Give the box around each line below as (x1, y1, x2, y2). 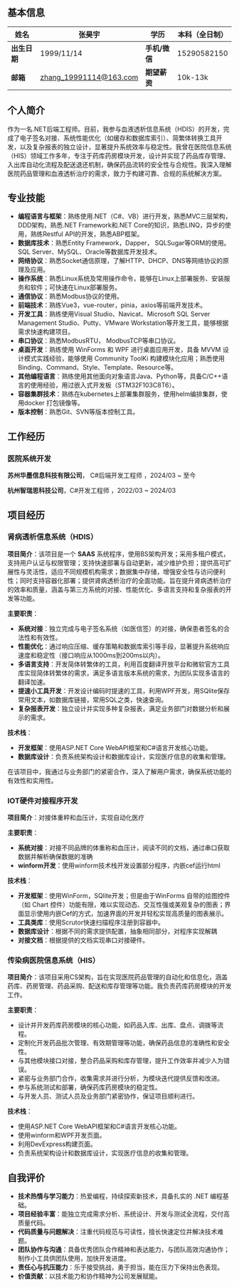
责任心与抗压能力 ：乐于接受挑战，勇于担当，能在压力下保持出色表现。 (17, 1263, 224, 1271)
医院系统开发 (7, 454, 52, 464)
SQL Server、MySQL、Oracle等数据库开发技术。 (17, 247, 161, 256)
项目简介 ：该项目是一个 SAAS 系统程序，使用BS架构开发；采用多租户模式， (7, 550, 230, 558)
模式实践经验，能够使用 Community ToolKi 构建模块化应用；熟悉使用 (23, 354, 225, 363)
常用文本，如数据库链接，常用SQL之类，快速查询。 (17, 695, 168, 704)
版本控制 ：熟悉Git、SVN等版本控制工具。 (17, 407, 139, 416)
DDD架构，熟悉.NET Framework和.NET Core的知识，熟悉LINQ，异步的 (17, 221, 225, 230)
